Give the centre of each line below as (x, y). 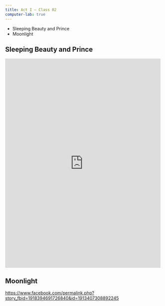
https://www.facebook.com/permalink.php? (50, 293)
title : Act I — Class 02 (31, 10)
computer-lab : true (25, 14)
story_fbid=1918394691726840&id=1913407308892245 (62, 298)
